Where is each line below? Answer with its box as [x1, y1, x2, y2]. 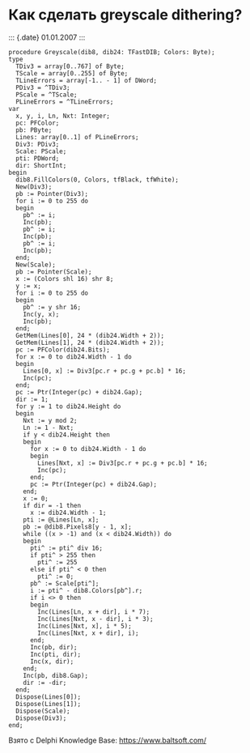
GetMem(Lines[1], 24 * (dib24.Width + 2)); [15, 338, 164, 347]
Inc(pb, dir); [29, 643, 78, 651]
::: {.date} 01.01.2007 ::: [8, 32, 86, 42]
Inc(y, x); [23, 310, 60, 318]
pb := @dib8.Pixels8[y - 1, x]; [23, 522, 132, 531]
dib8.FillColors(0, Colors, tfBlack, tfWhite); [15, 176, 180, 184]
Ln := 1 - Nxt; [23, 423, 74, 432]
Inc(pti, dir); [29, 650, 82, 658]
